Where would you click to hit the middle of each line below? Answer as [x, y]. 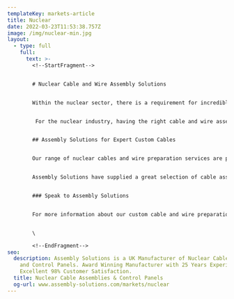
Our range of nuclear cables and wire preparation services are [127, 159]
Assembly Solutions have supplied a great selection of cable [124, 177]
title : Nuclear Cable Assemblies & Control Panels [88, 278]
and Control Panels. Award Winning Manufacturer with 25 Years [114, 265]
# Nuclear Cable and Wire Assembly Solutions [100, 84]
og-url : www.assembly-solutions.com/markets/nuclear [92, 284]
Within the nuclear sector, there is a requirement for [115, 103]
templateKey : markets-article [51, 14]
